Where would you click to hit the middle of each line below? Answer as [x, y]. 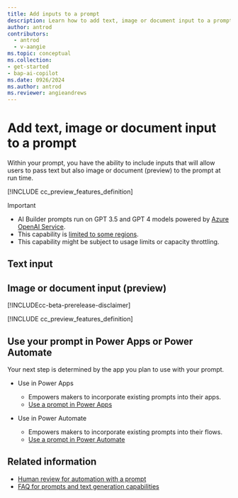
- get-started [28, 67]
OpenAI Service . [41, 227]
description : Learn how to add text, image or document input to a [109, 21]
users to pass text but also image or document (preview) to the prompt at [114, 170]
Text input [30, 264]
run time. [21, 178]
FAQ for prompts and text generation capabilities [88, 486]
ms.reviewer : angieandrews [47, 93]
